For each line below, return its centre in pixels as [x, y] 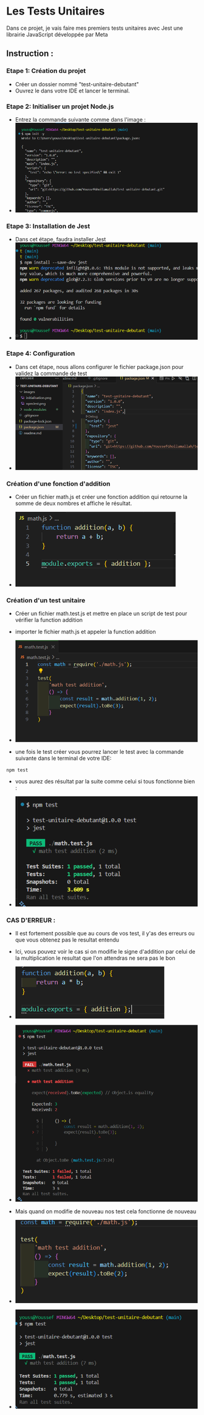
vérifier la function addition [49, 620]
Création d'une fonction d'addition [58, 483]
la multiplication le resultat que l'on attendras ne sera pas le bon [95, 958]
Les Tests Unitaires [56, 11]
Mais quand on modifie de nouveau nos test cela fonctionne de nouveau [105, 1211]
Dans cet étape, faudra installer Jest [60, 239]
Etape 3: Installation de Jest [48, 226]
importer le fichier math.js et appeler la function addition [85, 632]
